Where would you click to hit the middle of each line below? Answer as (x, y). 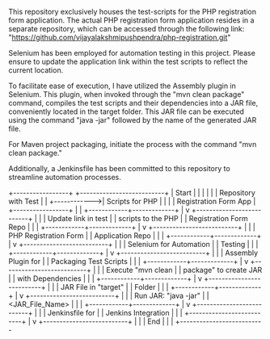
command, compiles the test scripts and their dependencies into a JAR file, (133, 103)
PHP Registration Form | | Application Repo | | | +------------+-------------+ (135, 236)
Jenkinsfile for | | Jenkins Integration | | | (115, 313)
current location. (36, 70)
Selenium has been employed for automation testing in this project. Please (132, 53)
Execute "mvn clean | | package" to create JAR (184, 270)
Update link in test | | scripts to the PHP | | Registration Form (148, 218)
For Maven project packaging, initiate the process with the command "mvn (133, 144)
